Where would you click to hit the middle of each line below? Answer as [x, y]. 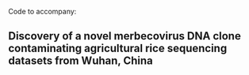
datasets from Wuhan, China [80, 61]
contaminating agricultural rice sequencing [118, 49]
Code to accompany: [42, 11]
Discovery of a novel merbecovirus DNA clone [125, 36]
